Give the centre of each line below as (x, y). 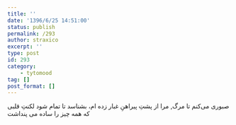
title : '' (22, 14)
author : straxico (33, 40)
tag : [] (19, 79)
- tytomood (36, 73)
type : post (23, 54)
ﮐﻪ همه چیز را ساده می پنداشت (49, 114)
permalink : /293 (31, 34)
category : (22, 66)
